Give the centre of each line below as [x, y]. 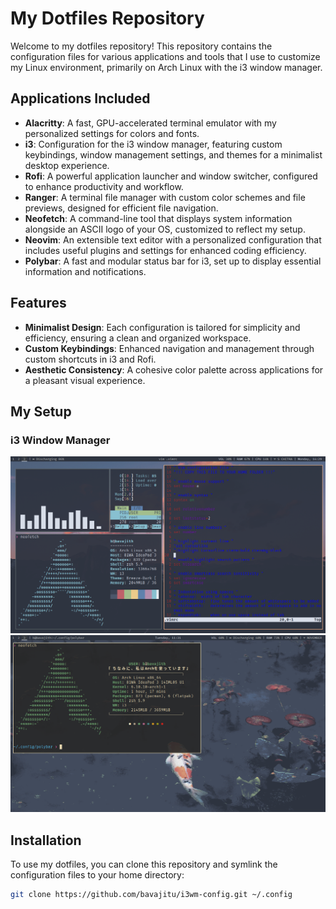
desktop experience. [67, 165]
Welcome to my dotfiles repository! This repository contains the [141, 46]
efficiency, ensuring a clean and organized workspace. [138, 338]
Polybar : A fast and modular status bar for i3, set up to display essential [173, 261]
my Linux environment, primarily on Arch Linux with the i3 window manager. [166, 67]
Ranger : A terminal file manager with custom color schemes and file [165, 197]
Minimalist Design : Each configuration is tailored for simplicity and [162, 327]
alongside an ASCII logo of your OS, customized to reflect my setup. [165, 229]
